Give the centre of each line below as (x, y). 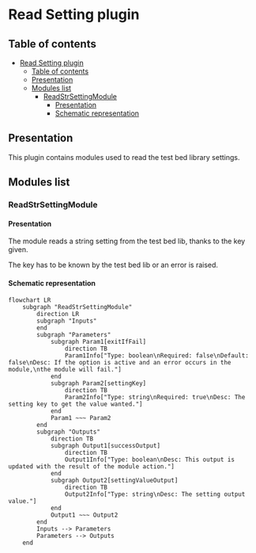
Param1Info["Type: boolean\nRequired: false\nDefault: (156, 355)
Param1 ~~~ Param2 (81, 418)
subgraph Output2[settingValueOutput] (114, 480)
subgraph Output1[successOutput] (105, 445)
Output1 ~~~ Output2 (84, 515)
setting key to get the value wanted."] (76, 404)
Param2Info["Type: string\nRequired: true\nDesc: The (155, 397)
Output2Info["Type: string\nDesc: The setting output (155, 494)
